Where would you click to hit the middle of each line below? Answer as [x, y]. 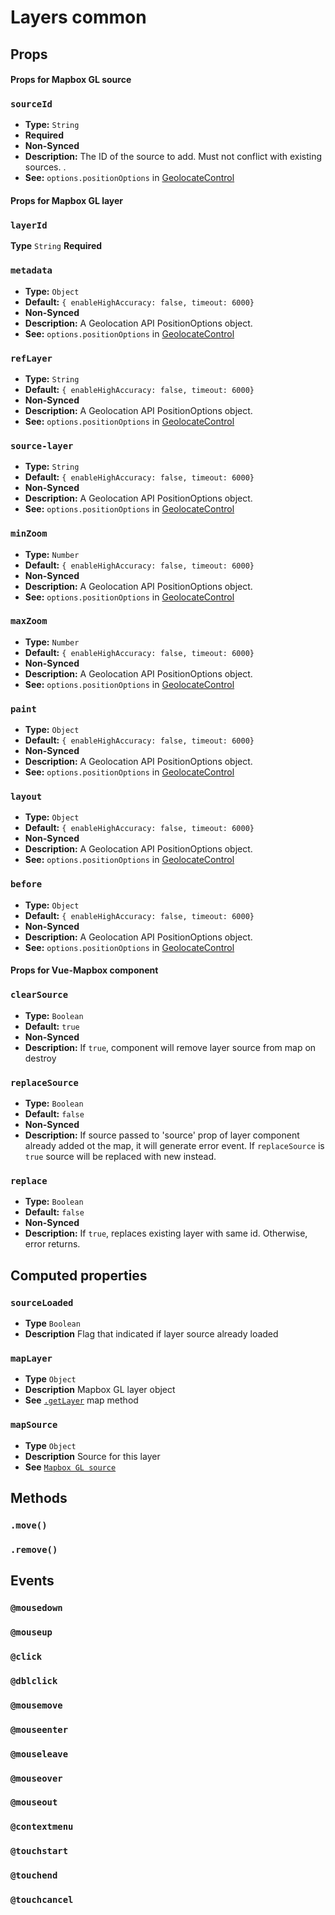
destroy [40, 1058]
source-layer [42, 445]
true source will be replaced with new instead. [120, 1156]
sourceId [31, 104]
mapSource [34, 1425]
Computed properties [79, 1275]
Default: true [52, 1026]
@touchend [34, 1875]
